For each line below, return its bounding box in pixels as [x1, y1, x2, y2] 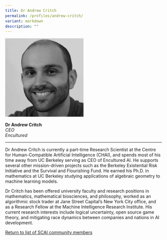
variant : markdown [5, 18, 43, 23]
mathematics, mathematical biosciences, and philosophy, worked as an [5, 193, 152, 199]
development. [5, 220, 33, 226]
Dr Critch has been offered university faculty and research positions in [5, 188, 150, 194]
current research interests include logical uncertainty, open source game [5, 209, 155, 215]
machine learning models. [5, 178, 58, 184]
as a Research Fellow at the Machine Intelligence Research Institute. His [5, 204, 153, 210]
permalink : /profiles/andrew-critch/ [5, 13, 83, 18]
